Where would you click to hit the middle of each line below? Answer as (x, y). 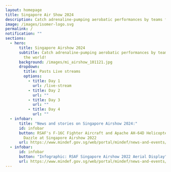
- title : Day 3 (44, 100)
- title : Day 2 (44, 90)
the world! (35, 57)
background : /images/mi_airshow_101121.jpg (66, 62)
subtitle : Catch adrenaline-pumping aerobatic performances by (87, 52)
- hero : (18, 43)
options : (33, 76)
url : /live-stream (52, 85)
